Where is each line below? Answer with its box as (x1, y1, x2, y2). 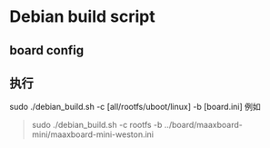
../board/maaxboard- (164, 120, 243, 131)
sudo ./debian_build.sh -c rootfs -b (31, 120, 163, 131)
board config (9, 43, 85, 58)
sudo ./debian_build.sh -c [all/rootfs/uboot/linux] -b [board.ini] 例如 (9, 102, 261, 113)
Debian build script (9, 6, 156, 27)
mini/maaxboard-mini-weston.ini (31, 129, 155, 140)
